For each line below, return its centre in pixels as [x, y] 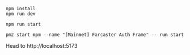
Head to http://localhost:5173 [42, 46]
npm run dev [21, 14]
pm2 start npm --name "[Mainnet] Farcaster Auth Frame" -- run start [95, 35]
